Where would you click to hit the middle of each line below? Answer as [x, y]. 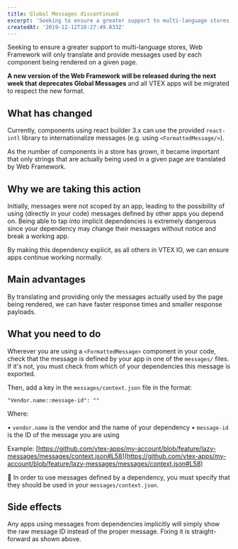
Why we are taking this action [74, 189]
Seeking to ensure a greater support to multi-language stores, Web [105, 47]
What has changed [50, 113]
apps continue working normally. [55, 257]
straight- [204, 531]
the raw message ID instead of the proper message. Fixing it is [98, 531]
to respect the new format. [46, 91]
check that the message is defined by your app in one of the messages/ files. [118, 358]
